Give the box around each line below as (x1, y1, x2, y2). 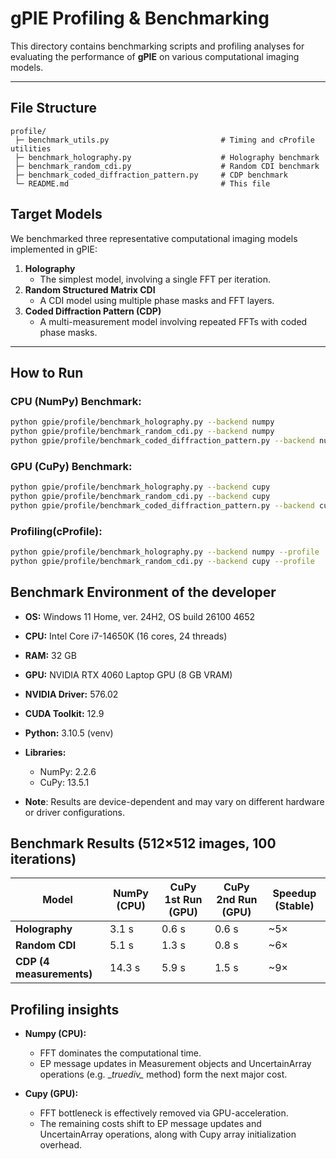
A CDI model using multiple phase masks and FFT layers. (39, 294, 275, 306)
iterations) (10, 851, 77, 868)
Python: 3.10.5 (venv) (24, 727, 114, 739)
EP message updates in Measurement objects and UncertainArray (39, 1058, 312, 1070)
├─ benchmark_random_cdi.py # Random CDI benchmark (14, 161, 320, 171)
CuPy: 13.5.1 (39, 776, 90, 788)
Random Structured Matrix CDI (24, 283, 156, 296)
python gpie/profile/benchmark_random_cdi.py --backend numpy (10, 427, 275, 437)
